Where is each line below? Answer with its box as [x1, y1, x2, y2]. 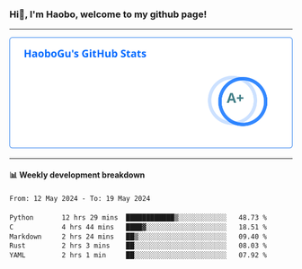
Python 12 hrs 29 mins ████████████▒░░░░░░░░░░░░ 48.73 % [9, 213, 268, 222]
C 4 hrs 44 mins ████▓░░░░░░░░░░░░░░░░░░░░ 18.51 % [9, 222, 268, 231]
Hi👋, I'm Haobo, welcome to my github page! [9, 8, 208, 21]
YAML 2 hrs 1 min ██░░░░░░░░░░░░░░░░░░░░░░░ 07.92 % [9, 251, 268, 260]
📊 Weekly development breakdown [9, 169, 146, 180]
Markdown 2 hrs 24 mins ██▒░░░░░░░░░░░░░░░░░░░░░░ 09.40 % [9, 232, 268, 241]
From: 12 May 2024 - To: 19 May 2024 [9, 195, 151, 204]
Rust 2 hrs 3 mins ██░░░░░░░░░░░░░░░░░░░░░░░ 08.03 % [9, 241, 268, 250]
